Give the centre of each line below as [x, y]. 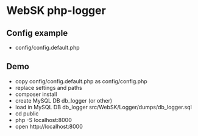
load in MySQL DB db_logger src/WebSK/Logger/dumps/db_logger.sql [103, 107]
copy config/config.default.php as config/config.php [81, 81]
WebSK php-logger [56, 11]
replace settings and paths [48, 87]
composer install [36, 94]
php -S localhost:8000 [43, 120]
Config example [37, 33]
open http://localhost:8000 [49, 126]
